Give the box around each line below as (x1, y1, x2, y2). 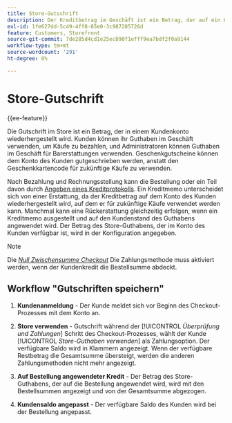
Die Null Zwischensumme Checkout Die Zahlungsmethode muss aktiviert (7, 255, 215, 263)
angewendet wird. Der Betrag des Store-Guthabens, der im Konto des (7, 221, 206, 229)
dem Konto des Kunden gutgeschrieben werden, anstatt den (7, 156, 179, 164)
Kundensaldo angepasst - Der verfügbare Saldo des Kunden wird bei (17, 400, 217, 408)
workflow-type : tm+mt (7, 42, 70, 49)
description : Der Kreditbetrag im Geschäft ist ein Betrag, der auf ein (7, 17, 221, 23)
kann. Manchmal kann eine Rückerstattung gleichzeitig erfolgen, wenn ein (7, 207, 217, 215)
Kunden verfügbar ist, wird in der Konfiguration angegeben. (7, 229, 177, 237)
